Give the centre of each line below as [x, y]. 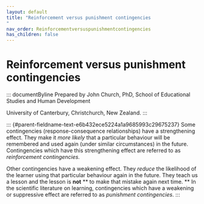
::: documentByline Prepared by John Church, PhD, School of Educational [98, 94]
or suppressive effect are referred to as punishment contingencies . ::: [93, 195]
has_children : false [33, 35]
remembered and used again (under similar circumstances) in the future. [97, 144]
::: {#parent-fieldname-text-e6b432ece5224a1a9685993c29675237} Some [101, 125]
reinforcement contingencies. [43, 157]
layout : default [27, 12]
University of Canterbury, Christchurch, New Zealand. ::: [77, 113]
